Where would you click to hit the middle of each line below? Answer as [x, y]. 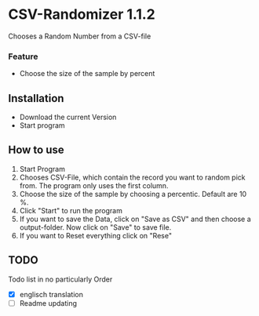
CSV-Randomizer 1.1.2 [82, 15]
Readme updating [48, 303]
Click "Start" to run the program [71, 210]
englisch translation [51, 294]
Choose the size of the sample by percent [87, 74]
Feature [23, 56]
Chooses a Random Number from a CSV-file [80, 36]
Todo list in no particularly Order [60, 279]
